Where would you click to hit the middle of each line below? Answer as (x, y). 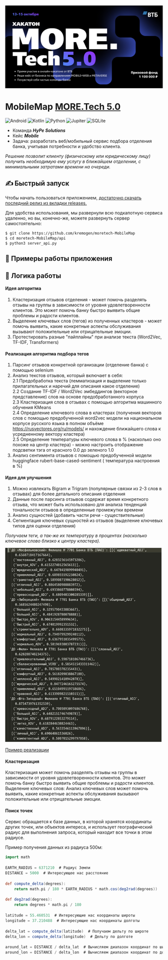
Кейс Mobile (25, 136)
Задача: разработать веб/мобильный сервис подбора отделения (82, 141)
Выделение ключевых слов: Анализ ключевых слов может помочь (77, 789)
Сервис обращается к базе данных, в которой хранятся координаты (78, 822)
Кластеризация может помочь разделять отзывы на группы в (71, 773)
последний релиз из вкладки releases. (46, 203)
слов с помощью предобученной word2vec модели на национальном (87, 418)
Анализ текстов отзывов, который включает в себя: (68, 375)
